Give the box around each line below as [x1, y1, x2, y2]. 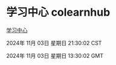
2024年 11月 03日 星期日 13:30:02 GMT [6, 52, 104, 59]
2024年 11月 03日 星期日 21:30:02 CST [6, 39, 102, 46]
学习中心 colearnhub [6, 5, 111, 19]
